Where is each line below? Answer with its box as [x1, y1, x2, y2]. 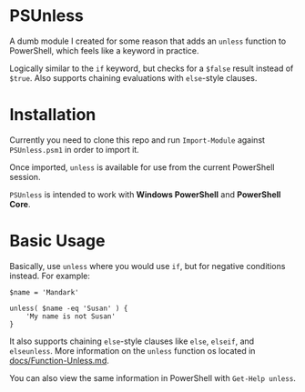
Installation [9, 105, 97, 126]
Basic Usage [9, 231, 106, 251]
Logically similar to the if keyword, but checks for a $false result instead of [9, 63, 294, 74]
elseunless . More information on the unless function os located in [9, 345, 256, 356]
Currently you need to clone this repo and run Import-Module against [9, 134, 266, 146]
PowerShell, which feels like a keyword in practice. [9, 45, 199, 55]
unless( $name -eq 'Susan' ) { [9, 304, 128, 313]
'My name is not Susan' [25, 311, 117, 321]
